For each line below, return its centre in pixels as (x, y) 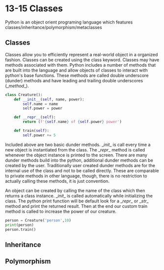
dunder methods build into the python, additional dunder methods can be (79, 160)
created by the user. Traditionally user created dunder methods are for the (80, 165)
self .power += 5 (39, 135)
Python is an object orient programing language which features (69, 22)
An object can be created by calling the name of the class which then (75, 190)
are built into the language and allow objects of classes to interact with (77, 70)
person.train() (21, 229)
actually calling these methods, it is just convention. (57, 181)
